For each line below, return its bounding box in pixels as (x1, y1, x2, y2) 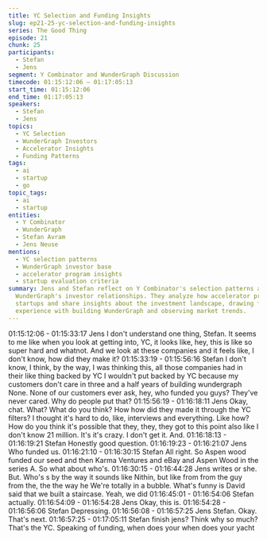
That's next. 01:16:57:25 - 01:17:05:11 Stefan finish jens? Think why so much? (8, 514, 258, 524)
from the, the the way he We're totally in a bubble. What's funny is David (8, 480, 246, 490)
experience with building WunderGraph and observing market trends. (15, 307, 247, 314)
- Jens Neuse (15, 241, 59, 249)
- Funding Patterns (15, 152, 80, 160)
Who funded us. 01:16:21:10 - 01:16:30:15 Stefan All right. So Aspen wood (8, 446, 246, 457)
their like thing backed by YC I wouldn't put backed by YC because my (8, 371, 239, 380)
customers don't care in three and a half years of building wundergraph (8, 379, 242, 389)
